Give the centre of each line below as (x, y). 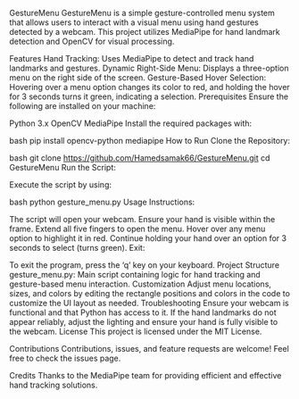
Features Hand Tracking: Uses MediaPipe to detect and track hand (132, 58)
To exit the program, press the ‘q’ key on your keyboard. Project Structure (144, 265)
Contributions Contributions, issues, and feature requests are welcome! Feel (149, 349)
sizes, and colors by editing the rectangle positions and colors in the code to (149, 293)
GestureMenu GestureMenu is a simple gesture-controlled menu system (142, 13)
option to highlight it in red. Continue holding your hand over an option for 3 (148, 238)
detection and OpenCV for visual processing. (92, 41)
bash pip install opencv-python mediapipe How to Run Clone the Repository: (150, 141)
